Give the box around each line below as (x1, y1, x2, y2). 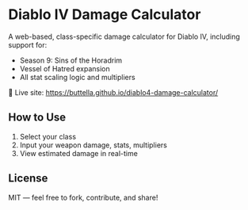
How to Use (8, 111, 67, 124)
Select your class (19, 132, 77, 141)
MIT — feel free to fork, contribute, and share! (8, 193, 158, 202)
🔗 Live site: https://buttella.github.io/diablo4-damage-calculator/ (8, 87, 219, 97)
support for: (8, 40, 48, 49)
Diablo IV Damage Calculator (8, 6, 201, 24)
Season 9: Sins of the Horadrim (19, 55, 123, 65)
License (8, 172, 48, 185)
